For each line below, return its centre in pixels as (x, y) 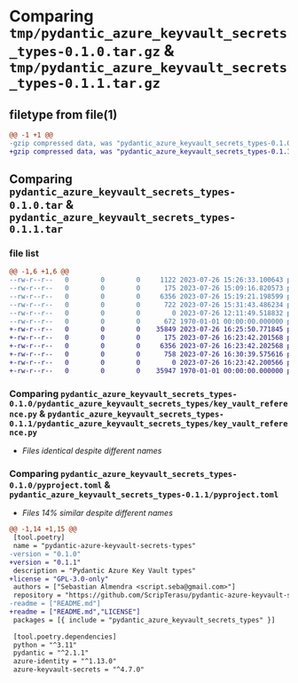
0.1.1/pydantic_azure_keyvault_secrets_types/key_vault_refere (149, 423)
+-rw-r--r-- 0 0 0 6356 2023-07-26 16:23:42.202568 (146, 346)
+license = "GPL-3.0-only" (59, 579)
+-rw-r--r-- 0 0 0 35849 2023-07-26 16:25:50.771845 (146, 330)
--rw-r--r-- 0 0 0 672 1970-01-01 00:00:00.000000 (146, 322)
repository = (37, 596)
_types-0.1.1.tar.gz (85, 84)
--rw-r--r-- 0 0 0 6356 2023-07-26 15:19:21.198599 (146, 296)
